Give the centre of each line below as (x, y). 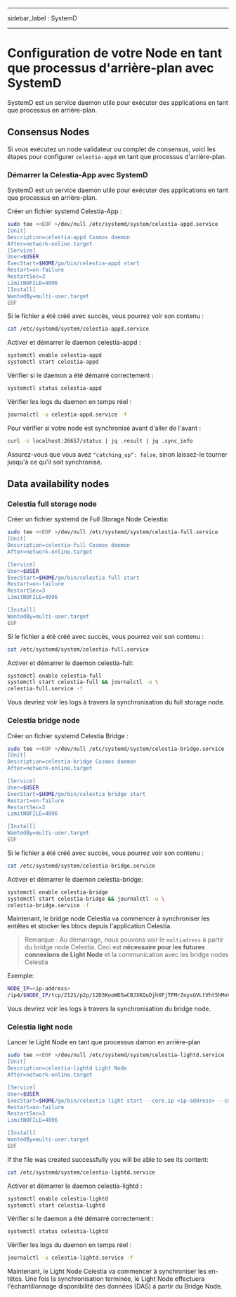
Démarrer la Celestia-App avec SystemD (78, 175)
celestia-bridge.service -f (48, 905)
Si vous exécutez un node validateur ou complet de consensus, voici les (112, 149)
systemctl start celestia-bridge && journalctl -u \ (86, 899)
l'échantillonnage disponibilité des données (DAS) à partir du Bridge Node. (115, 1286)
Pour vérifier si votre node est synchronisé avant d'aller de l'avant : (104, 428)
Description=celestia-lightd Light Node (67, 1068)
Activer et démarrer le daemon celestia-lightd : (75, 1186)
